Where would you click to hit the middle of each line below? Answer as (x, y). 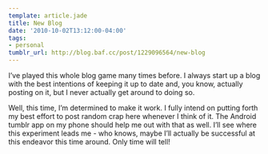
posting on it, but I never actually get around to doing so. (102, 92)
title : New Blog (35, 23)
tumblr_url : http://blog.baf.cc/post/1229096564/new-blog (107, 53)
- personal (26, 45)
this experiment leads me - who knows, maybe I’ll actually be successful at (132, 133)
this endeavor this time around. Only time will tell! (89, 142)
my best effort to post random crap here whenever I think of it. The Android (132, 116)
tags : (17, 38)
